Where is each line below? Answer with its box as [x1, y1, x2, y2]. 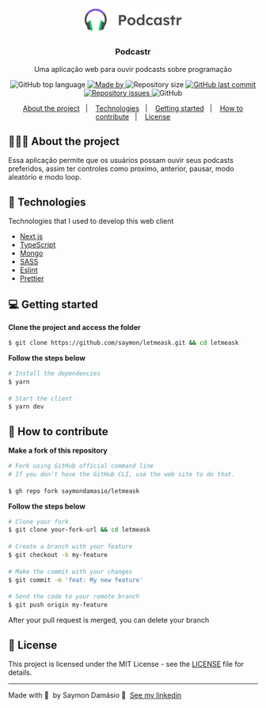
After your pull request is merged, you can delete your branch [8, 615, 210, 625]
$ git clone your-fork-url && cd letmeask [8, 526, 150, 534]
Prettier [19, 274, 44, 283]
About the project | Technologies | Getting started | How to [22, 103, 244, 113]
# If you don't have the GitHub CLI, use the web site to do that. [8, 470, 236, 478]
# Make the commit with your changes [8, 567, 133, 576]
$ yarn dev [8, 403, 44, 411]
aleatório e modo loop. [8, 172, 82, 182]
